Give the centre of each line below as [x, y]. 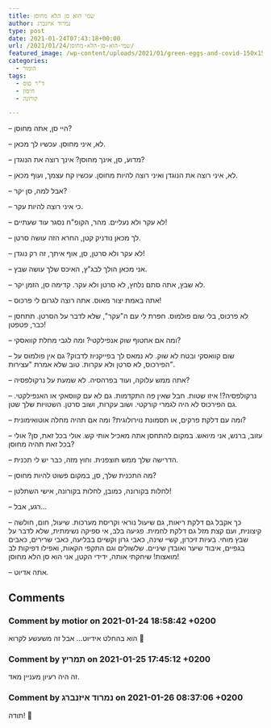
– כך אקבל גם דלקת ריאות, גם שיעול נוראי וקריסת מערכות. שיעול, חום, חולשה [125, 522]
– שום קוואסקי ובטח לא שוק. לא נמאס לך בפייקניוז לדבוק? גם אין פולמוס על [122, 356]
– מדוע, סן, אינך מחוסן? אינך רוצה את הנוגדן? [77, 160]
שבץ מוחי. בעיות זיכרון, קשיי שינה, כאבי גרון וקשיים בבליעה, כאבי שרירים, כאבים [128, 540]
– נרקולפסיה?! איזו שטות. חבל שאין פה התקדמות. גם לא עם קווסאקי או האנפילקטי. [133, 395]
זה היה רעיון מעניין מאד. [44, 677]
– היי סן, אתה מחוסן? [40, 128]
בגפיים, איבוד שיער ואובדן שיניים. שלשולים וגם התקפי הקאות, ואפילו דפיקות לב [127, 548]
